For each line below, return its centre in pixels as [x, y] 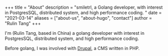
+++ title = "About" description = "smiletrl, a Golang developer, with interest [84, 7]
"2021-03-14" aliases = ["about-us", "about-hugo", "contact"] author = [78, 18]
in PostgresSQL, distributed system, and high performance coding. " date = [83, 13]
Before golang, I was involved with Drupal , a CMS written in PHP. [72, 48]
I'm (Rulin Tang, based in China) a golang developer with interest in [75, 33]
